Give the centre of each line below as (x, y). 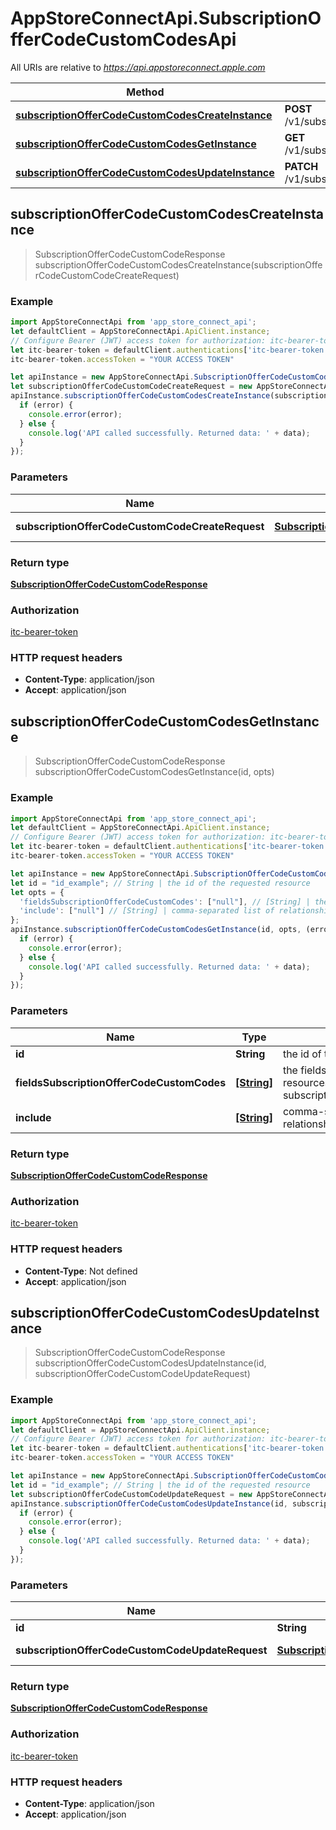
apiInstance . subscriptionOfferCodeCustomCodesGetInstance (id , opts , (156, 930)
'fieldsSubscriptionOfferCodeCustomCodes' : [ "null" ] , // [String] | (165, 902)
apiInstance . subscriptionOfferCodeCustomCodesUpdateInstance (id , (149, 1503)
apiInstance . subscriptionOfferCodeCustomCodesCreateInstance (140, 396)
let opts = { (37, 892)
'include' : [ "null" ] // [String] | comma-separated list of (147, 911)
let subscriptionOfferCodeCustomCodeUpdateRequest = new (131, 1494)
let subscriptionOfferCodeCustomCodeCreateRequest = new (131, 387)
